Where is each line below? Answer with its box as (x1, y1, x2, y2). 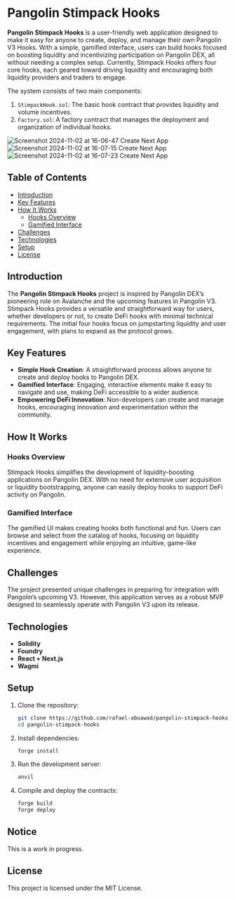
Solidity (17, 639, 41, 648)
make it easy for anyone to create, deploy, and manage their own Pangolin (7, 35, 222, 44)
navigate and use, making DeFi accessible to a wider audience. (17, 388, 200, 397)
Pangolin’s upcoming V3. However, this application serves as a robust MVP (7, 593, 224, 601)
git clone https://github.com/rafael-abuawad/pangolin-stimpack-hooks (17, 714, 229, 722)
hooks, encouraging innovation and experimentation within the (17, 403, 199, 412)
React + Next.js (17, 654, 64, 663)
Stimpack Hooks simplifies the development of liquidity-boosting (7, 468, 194, 476)
